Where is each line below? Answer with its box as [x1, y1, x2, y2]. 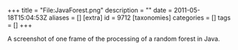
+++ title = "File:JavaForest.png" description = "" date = [7, 6, 172, 14]
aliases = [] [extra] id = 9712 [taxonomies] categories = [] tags [48, 13, 231, 22]
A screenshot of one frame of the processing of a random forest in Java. [7, 35, 220, 43]
